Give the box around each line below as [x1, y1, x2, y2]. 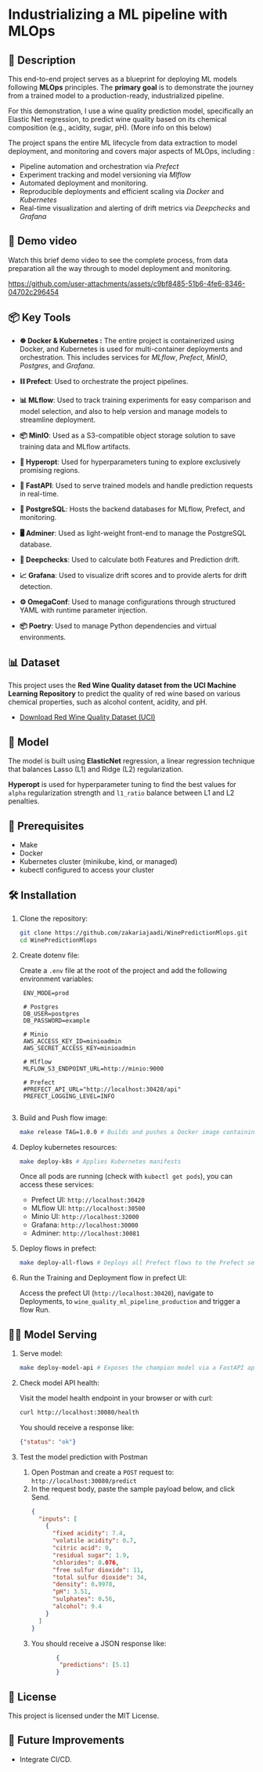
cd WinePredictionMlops [19, 936, 98, 944]
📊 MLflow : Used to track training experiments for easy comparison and [19, 395, 251, 405]
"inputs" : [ [38, 1514, 77, 1523]
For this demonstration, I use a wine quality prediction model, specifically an [8, 106, 254, 115]
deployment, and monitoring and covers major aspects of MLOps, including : [8, 147, 255, 156]
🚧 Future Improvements [8, 1734, 125, 1747]
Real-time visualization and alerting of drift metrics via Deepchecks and [19, 203, 250, 213]
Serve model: [19, 1349, 63, 1358]
